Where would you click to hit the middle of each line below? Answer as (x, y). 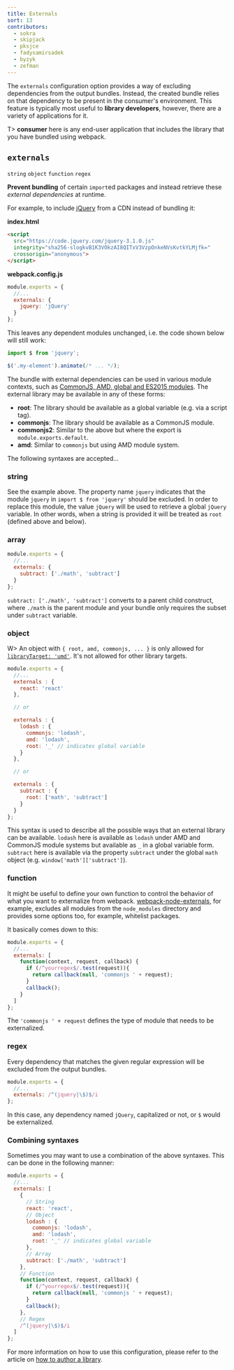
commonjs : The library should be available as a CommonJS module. (116, 422)
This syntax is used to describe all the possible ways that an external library (116, 830)
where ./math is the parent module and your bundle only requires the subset (117, 607)
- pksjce (26, 46)
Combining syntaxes (43, 1140)
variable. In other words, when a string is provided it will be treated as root (115, 514)
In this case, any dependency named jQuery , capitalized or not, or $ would (114, 1115)
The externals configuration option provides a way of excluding (99, 85)
